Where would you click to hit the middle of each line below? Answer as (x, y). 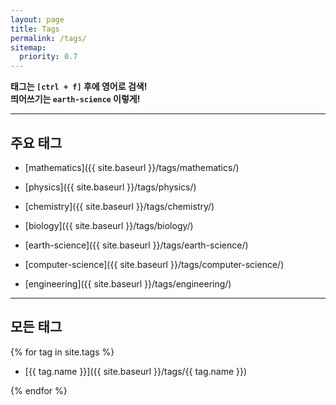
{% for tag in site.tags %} (62, 352)
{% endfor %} (39, 390)
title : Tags (35, 29)
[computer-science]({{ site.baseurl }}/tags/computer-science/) (154, 264)
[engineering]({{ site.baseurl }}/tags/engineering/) (128, 283)
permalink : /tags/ (48, 38)
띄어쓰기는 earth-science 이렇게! (75, 99)
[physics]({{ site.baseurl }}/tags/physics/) (110, 187)
